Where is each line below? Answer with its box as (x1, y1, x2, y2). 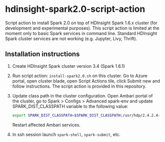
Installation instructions (5, 50, 80, 58)
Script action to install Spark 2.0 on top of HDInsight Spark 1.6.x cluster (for (5, 20, 158, 26)
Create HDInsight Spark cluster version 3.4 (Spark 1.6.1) (12, 63, 125, 69)
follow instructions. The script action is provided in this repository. (12, 83, 147, 89)
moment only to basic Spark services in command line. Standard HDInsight (5, 30, 158, 36)
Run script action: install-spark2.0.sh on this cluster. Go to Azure (12, 73, 148, 79)
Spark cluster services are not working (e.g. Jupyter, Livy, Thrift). (5, 36, 137, 42)
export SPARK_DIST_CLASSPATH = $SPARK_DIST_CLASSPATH (12, 113, 121, 118)
